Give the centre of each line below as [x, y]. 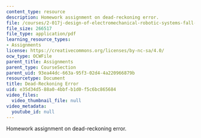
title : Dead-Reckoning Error [42, 84]
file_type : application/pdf [41, 34]
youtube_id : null [33, 112]
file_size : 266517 [29, 28]
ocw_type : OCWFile [29, 56]
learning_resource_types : [38, 39]
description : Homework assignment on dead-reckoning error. [83, 17]
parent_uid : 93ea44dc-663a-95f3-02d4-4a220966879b [71, 73]
